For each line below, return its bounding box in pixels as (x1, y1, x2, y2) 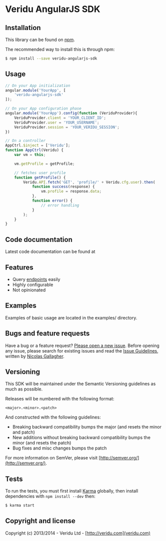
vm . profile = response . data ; (40, 189, 101, 194)
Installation (5, 23, 41, 32)
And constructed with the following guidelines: (5, 414, 101, 420)
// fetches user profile (14, 170, 66, 175)
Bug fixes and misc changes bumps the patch (12, 445, 107, 451)
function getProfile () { (14, 175, 66, 180)
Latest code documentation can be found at (5, 248, 95, 254)
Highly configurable (12, 281, 53, 287)
